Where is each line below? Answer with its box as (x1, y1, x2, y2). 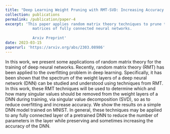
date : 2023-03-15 (5, 40, 42, 45)
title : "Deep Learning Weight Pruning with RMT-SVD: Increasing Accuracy (5, 7, 164, 13)
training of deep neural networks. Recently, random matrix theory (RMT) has (5, 64, 164, 70)
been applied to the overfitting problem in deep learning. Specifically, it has (5, 69, 162, 76)
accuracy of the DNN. (5, 123, 51, 129)
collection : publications (5, 12, 60, 17)
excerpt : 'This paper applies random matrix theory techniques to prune (5, 21, 162, 27)
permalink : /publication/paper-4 (5, 17, 76, 22)
